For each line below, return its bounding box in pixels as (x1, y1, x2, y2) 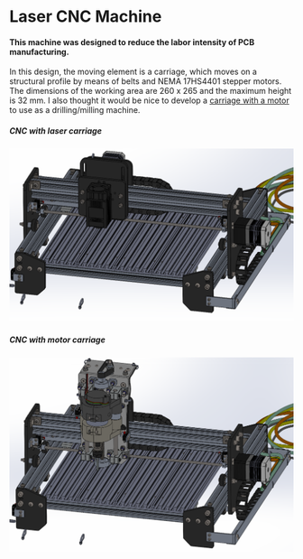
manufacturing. (9, 46, 69, 57)
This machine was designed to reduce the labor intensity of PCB (9, 36, 255, 47)
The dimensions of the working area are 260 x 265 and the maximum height (9, 86, 292, 97)
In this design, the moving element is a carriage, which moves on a (9, 66, 257, 78)
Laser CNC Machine (9, 6, 162, 27)
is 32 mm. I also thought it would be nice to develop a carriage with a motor (9, 95, 290, 106)
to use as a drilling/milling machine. (9, 105, 141, 116)
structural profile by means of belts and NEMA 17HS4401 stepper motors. (9, 76, 282, 87)
